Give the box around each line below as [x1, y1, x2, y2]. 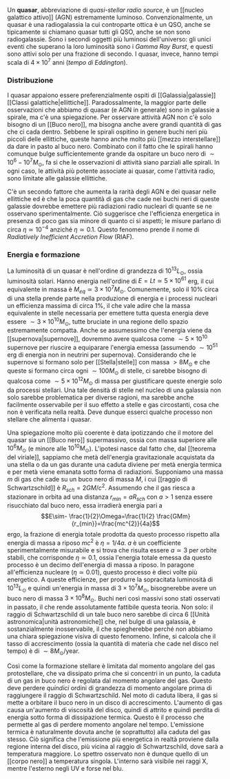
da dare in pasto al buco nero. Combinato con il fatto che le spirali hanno [7, 142, 213, 150]
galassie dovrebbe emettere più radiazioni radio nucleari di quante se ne [7, 202, 212, 211]
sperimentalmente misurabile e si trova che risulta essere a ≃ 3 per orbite [7, 546, 217, 554]
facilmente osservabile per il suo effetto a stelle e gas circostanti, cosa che [7, 400, 220, 408]
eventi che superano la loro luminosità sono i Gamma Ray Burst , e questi [7, 43, 213, 50]
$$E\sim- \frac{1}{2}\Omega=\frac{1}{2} [41, 512, 155, 521]
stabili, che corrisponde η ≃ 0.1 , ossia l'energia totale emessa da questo [7, 554, 212, 562]
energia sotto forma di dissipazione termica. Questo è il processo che [7, 713, 205, 721]
